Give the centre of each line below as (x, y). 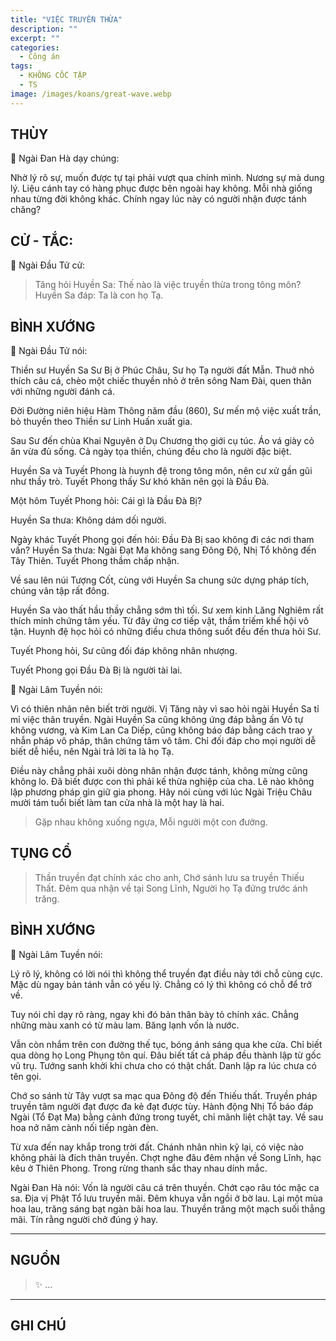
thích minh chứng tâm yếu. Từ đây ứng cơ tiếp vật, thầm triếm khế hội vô (160, 621)
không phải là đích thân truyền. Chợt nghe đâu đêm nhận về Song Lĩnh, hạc (166, 1157)
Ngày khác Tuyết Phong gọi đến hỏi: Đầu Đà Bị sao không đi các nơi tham (162, 540)
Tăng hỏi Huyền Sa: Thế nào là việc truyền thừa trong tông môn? (168, 285)
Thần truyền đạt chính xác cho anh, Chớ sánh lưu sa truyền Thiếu (169, 877)
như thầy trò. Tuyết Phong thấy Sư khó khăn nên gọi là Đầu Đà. (140, 482)
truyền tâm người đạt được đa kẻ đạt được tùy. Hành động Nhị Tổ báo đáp (162, 1106)
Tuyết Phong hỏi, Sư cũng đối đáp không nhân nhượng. (124, 651)
